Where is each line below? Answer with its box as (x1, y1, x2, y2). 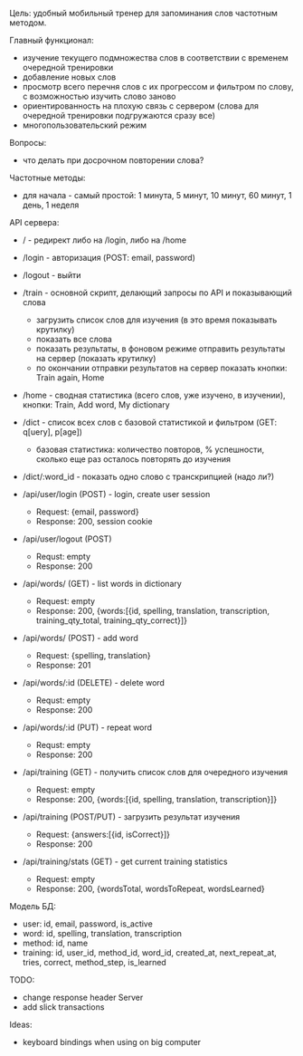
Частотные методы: (9, 172, 86, 183)
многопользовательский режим (22, 120, 147, 130)
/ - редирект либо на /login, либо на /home (22, 235, 187, 245)
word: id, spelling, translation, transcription (22, 928, 183, 938)
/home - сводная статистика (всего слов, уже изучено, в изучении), (22, 389, 287, 400)
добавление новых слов (22, 72, 117, 82)
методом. (9, 17, 47, 28)
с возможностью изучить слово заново (22, 91, 176, 101)
